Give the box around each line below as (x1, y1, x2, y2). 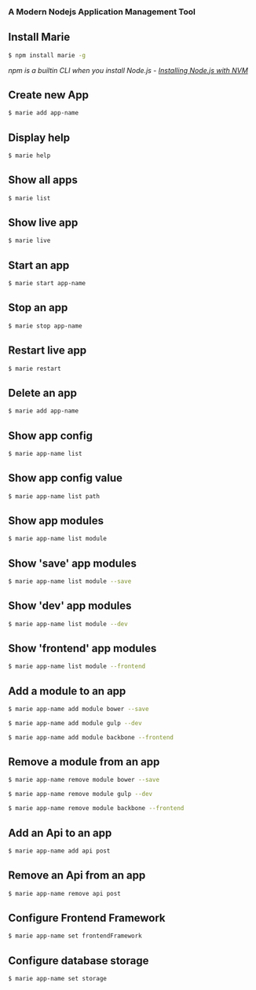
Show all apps (8, 174, 79, 187)
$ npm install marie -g (8, 51, 86, 59)
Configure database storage (8, 954, 149, 967)
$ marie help (8, 152, 51, 159)
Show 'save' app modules (8, 556, 137, 570)
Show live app (8, 216, 79, 229)
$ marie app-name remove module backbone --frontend (8, 805, 185, 812)
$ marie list (8, 194, 51, 202)
